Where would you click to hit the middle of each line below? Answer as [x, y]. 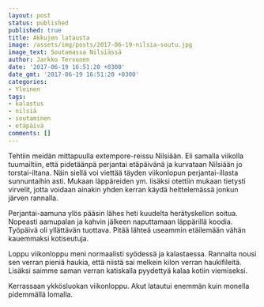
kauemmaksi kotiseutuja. [49, 238]
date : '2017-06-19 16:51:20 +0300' [67, 67]
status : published [38, 23]
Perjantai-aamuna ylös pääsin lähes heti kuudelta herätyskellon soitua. [123, 213]
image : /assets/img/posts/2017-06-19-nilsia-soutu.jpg [100, 45]
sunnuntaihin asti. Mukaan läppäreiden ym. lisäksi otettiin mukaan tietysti [127, 181]
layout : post [30, 15]
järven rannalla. [33, 198]
